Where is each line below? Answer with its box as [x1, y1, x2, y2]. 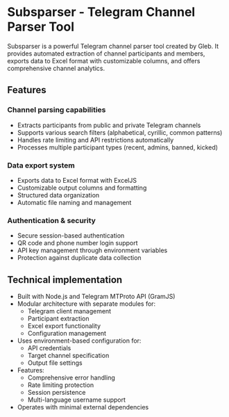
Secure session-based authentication [17, 231, 125, 240]
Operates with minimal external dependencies [17, 403, 149, 411]
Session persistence [27, 389, 86, 397]
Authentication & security [7, 215, 96, 225]
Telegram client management [27, 307, 112, 316]
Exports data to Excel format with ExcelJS [17, 176, 137, 184]
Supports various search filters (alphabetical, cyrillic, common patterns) [17, 128, 223, 136]
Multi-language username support [27, 395, 126, 404]
